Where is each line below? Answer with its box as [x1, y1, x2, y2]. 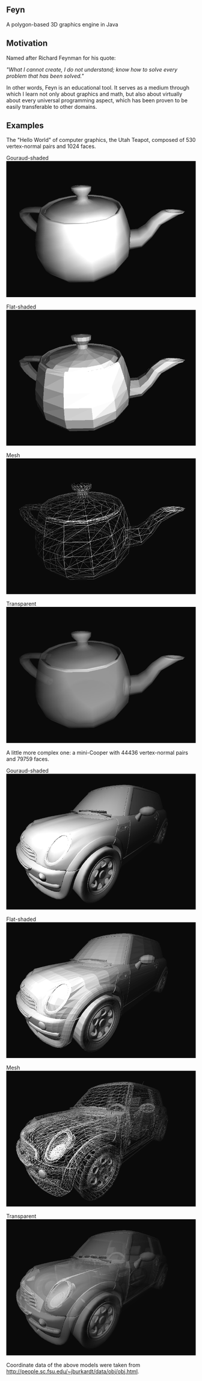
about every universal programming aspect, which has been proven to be [6, 96, 188, 104]
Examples [6, 120, 44, 131]
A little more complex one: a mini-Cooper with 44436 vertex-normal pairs [6, 749, 188, 756]
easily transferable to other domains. [6, 103, 97, 110]
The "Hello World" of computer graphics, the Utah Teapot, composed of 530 [6, 137, 196, 144]
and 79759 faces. [6, 755, 49, 763]
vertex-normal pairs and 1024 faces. [6, 143, 96, 150]
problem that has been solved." [6, 72, 84, 79]
